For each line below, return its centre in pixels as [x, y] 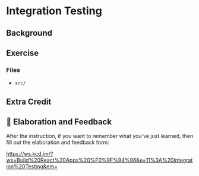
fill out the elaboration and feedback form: [58, 142]
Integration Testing [54, 11]
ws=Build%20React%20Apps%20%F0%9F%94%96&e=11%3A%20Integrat [99, 160]
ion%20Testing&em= [32, 166]
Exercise [23, 53]
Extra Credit [29, 101]
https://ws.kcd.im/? [30, 154]
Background [29, 33]
